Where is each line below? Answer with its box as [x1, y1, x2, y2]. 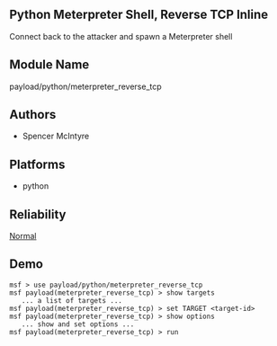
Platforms [9, 156, 66, 172]
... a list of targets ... [21, 296, 123, 305]
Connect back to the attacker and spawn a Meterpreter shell [9, 31, 233, 41]
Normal [9, 231, 37, 242]
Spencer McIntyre [22, 130, 90, 142]
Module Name [9, 58, 90, 73]
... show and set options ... [21, 319, 135, 329]
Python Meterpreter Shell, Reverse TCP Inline [9, 7, 269, 22]
